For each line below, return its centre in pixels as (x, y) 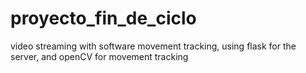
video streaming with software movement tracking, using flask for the (153, 46)
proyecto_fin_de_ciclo (103, 18)
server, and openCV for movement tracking (99, 56)
